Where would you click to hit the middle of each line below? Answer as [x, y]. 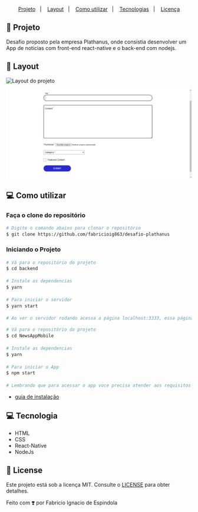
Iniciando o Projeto [34, 250]
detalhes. [17, 491]
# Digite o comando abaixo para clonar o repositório [74, 228]
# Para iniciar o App [33, 367]
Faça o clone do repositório [46, 215]
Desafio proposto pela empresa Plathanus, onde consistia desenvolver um [96, 42]
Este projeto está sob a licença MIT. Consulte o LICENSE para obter [88, 484]
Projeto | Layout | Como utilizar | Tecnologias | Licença [99, 9]
